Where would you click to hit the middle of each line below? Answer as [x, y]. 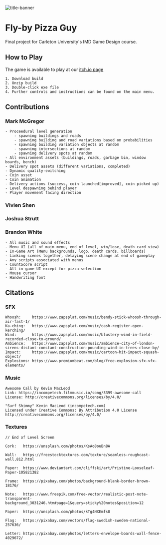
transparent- [19, 499]
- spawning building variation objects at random [67, 145]
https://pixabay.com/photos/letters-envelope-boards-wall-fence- [92, 534]
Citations [20, 292]
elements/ [15, 365]
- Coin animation [23, 180]
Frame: [12, 481]
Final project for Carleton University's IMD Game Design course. [71, 41]
